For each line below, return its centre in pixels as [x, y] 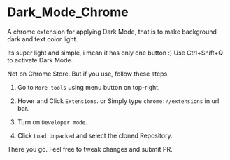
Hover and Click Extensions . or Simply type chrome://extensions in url [118, 101]
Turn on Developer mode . [52, 122]
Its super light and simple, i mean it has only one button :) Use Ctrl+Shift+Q [115, 53]
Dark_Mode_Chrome [68, 12]
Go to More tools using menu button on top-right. [88, 87]
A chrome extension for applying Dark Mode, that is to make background [112, 32]
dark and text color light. [43, 39]
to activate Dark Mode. [40, 60]
